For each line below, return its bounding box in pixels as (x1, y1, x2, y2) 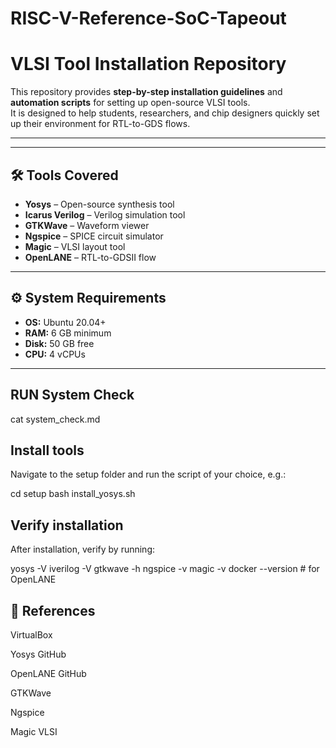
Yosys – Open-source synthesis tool (24, 198, 175, 210)
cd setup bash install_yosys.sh (10, 488, 136, 500)
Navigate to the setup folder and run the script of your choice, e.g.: (10, 468, 287, 481)
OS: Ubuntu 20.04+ (24, 316, 107, 328)
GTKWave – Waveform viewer (24, 219, 150, 231)
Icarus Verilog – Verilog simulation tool (24, 208, 186, 221)
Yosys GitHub (10, 648, 67, 660)
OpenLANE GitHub (10, 668, 87, 679)
